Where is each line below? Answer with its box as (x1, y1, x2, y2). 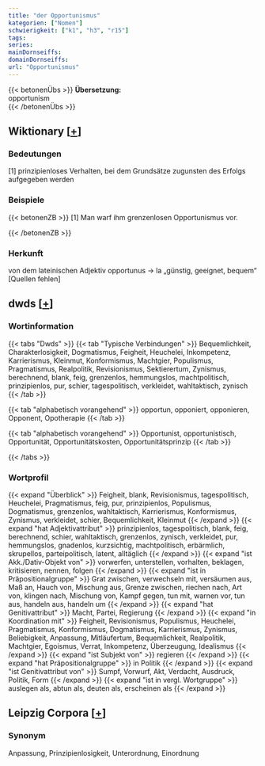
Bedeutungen (8, 148, 62, 159)
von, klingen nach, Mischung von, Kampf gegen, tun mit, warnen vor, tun (8, 591, 245, 600)
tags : (8, 33, 26, 42)
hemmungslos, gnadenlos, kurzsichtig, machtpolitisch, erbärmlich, (8, 540, 225, 551)
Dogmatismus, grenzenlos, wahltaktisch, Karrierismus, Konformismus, (8, 507, 237, 516)
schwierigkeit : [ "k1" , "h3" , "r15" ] (8, 26, 129, 34)
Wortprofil (8, 472, 49, 483)
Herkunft (8, 247, 44, 258)
